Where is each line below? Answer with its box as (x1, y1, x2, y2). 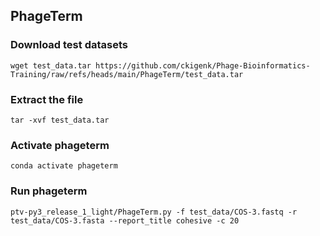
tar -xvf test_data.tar (10, 115, 110, 125)
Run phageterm (10, 184, 88, 198)
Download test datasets (10, 38, 128, 52)
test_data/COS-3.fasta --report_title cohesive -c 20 (10, 215, 240, 226)
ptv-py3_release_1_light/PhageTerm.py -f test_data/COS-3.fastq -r (10, 207, 298, 217)
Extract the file (10, 92, 84, 106)
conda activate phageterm (10, 161, 118, 171)
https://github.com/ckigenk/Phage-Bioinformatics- (95, 60, 311, 71)
